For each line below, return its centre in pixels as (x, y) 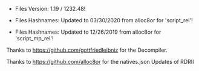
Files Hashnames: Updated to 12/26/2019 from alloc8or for (88, 32)
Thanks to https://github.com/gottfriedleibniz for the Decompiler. (87, 50)
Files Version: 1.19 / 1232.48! (50, 9)
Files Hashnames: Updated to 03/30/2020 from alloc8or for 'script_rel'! (104, 20)
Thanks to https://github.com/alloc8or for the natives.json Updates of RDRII (100, 62)
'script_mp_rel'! (34, 38)
